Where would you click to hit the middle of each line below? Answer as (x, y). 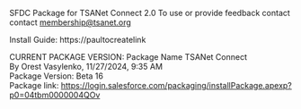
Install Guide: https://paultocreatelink (78, 40)
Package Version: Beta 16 (56, 76)
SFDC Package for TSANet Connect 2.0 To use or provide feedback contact (150, 13)
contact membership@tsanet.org (71, 22)
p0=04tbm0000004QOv (55, 95)
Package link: (34, 85)
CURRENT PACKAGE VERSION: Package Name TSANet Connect (128, 57)
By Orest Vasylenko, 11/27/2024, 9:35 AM (86, 67)
